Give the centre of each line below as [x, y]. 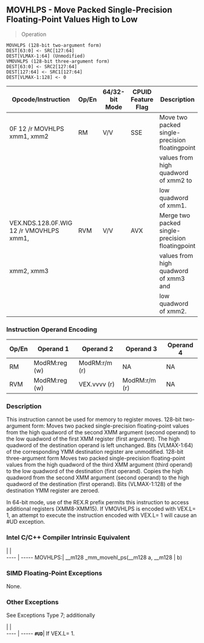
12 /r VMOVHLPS [34, 231]
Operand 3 [141, 349]
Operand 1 [53, 349]
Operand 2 [97, 349]
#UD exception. [26, 522]
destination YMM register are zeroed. [53, 491]
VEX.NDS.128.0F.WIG [41, 223]
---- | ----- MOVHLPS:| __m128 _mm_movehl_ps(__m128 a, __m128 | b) [94, 557]
